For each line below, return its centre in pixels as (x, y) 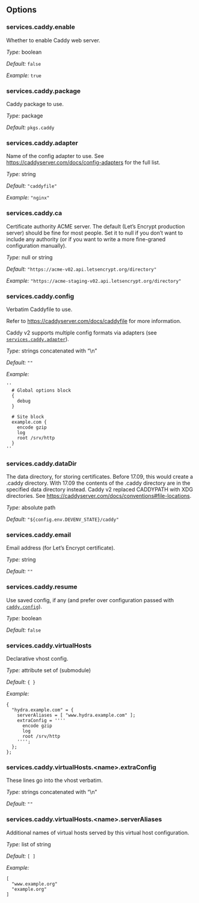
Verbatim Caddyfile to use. (39, 309)
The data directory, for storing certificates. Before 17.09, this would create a (100, 477)
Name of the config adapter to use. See (55, 156)
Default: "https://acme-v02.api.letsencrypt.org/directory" (81, 269)
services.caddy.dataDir (41, 464)
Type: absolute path (31, 508)
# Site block (28, 417)
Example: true (24, 75)
